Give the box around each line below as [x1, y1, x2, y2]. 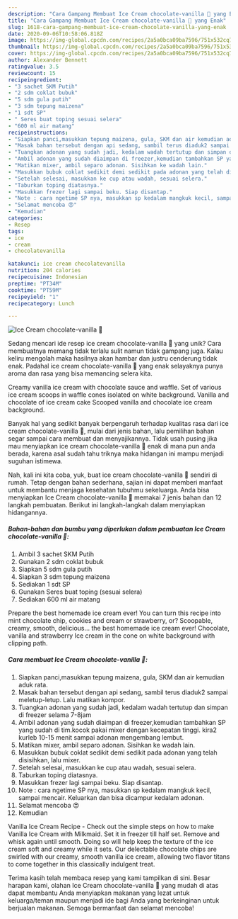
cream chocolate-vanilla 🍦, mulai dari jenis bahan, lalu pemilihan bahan [8, 427, 215, 436]
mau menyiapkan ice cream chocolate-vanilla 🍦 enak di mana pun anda [8, 442, 216, 451]
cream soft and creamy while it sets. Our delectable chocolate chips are [8, 845, 218, 854]
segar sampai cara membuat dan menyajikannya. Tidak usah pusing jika [8, 434, 218, 443]
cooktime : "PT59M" [8, 286, 62, 294]
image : [8, 37, 28, 44]
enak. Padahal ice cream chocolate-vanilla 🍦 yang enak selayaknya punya [8, 362, 223, 371]
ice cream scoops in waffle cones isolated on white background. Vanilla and [8, 390, 229, 399]
